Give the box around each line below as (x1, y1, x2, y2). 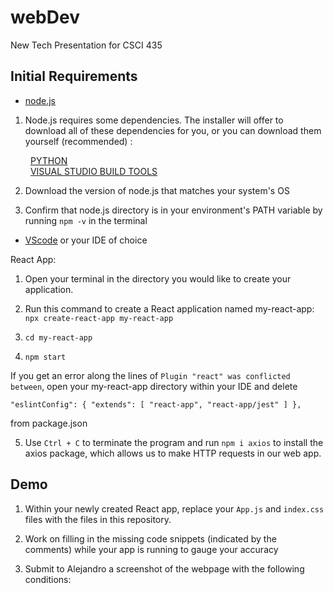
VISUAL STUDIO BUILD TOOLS (29, 165, 158, 177)
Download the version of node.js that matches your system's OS (24, 184, 290, 196)
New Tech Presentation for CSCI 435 (10, 39, 163, 51)
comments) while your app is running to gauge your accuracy (24, 543, 279, 555)
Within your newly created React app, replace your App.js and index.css (24, 502, 325, 515)
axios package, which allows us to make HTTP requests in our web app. (24, 447, 322, 459)
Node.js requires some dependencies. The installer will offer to (24, 114, 284, 126)
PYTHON (29, 154, 68, 166)
